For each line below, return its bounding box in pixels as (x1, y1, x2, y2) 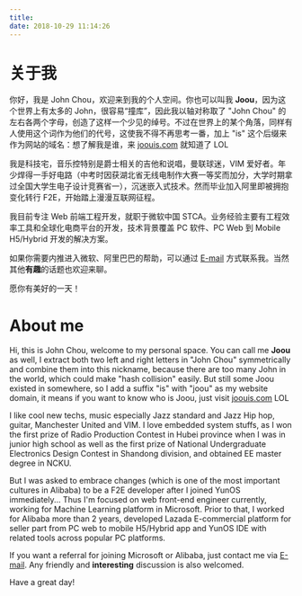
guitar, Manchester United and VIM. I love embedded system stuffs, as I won (9, 420, 292, 431)
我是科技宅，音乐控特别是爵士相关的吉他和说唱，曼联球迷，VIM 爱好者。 (9, 158, 279, 169)
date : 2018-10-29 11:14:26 (9, 22, 111, 31)
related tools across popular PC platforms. (9, 532, 166, 544)
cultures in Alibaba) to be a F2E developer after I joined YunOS (9, 485, 241, 495)
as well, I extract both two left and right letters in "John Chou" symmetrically (9, 354, 291, 365)
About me (9, 316, 84, 335)
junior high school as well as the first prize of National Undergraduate (9, 439, 267, 449)
